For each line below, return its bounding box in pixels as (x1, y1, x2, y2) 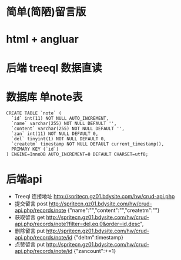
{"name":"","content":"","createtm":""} (67, 207, 160, 214)
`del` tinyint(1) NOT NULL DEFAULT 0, (11, 136, 107, 141)
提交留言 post (14, 200, 48, 207)
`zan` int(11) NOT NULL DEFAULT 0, (11, 130, 99, 137)
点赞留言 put (14, 241, 45, 248)
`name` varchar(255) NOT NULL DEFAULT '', (11, 120, 117, 126)
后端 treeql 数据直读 (6, 61, 102, 75)
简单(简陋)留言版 (6, 5, 86, 19)
